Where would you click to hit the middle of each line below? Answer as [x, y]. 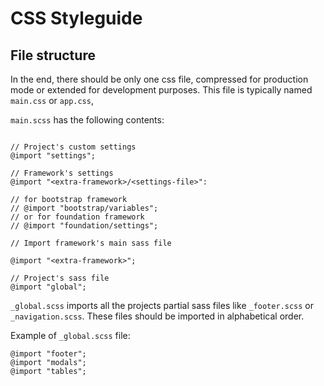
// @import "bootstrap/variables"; [84, 208]
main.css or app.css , [52, 100]
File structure [53, 55]
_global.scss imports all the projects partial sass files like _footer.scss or [162, 305]
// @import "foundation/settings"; [84, 226]
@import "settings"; [53, 156]
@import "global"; [48, 287]
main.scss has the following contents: [87, 120]
